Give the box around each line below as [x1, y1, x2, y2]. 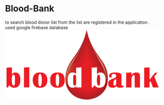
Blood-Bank [5, 3, 55, 14]
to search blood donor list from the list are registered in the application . [5, 19, 150, 25]
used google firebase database [5, 24, 68, 30]
